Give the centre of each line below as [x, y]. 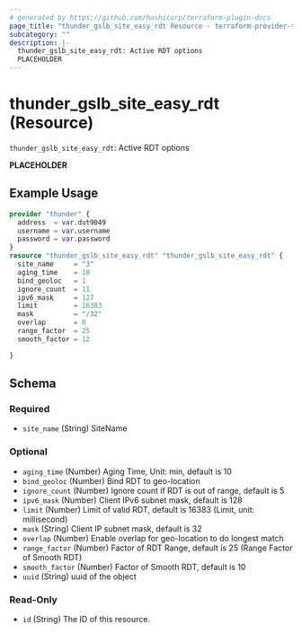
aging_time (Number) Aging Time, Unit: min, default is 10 [127, 471]
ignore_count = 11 [54, 289]
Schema [33, 384]
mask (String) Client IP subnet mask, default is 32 [112, 528]
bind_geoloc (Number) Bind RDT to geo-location [111, 480]
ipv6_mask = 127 [56, 297]
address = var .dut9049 [62, 222]
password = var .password [64, 239]
